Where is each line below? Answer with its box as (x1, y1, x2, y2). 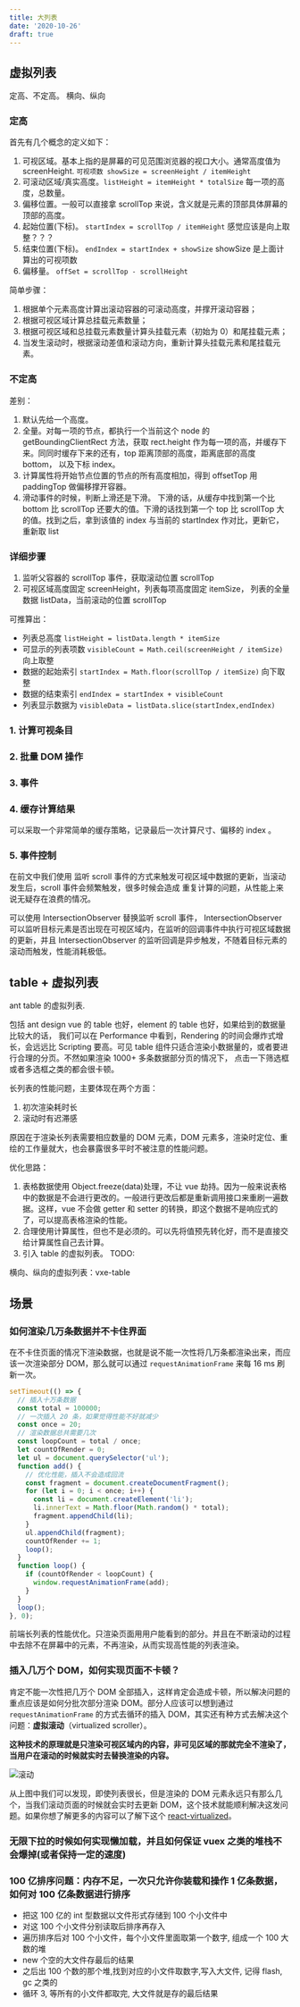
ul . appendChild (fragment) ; (25, 1528, 126, 1537)
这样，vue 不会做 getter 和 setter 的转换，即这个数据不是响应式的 (37, 1204, 279, 1214)
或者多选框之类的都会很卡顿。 (9, 1064, 119, 1075)
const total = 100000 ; (17, 1404, 102, 1413)
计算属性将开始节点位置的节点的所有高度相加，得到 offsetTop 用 (21, 470, 258, 481)
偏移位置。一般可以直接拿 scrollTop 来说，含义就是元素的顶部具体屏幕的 (21, 198, 288, 210)
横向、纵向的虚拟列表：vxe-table (9, 1267, 131, 1278)
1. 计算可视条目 (9, 725, 74, 736)
